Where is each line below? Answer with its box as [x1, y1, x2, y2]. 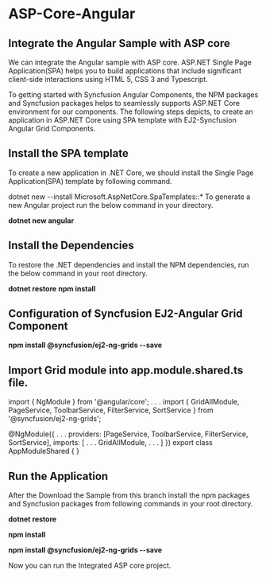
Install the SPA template [8, 146, 129, 160]
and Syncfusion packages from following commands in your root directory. [8, 499, 253, 509]
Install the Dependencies [8, 239, 135, 252]
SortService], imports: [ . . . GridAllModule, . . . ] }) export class [8, 438, 213, 447]
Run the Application [8, 469, 109, 482]
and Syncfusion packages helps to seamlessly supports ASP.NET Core [8, 99, 241, 107]
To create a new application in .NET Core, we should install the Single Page [8, 168, 254, 178]
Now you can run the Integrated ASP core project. [8, 560, 172, 570]
